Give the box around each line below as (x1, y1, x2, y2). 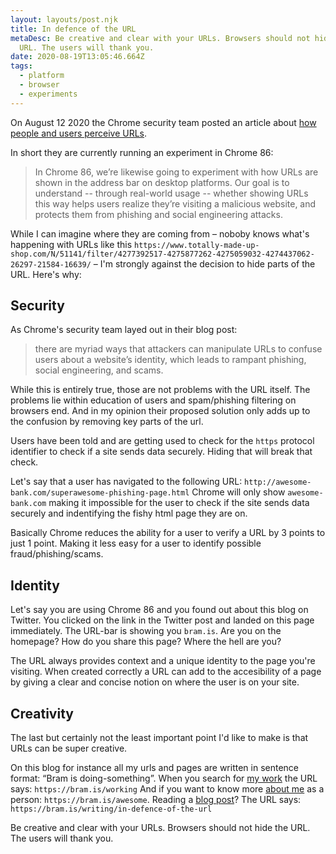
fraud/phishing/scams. (10, 548, 104, 560)
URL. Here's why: (10, 268, 82, 280)
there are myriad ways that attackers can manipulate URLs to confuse (34, 343, 323, 355)
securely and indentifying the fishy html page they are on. (10, 507, 248, 520)
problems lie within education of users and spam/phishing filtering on (10, 394, 297, 406)
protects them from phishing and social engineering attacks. (34, 208, 283, 220)
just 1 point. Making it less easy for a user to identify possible (10, 537, 262, 550)
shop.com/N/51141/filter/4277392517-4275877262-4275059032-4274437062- (10, 249, 315, 259)
